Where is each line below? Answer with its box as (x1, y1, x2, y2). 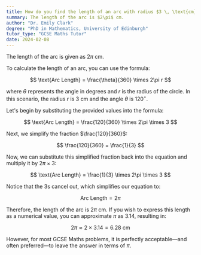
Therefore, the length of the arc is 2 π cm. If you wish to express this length (6, 206, 190, 213)
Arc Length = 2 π (80, 194, 121, 201)
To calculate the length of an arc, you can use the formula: (6, 65, 150, 72)
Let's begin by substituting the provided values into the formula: (6, 107, 164, 114)
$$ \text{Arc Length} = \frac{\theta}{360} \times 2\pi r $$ (29, 76, 172, 83)
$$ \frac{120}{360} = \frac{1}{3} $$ (56, 141, 145, 148)
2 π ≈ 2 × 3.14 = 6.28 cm (71, 224, 130, 231)
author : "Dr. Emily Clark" (6, 20, 74, 26)
